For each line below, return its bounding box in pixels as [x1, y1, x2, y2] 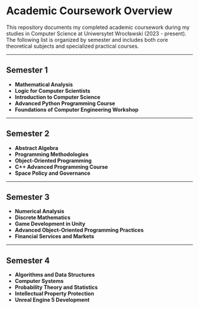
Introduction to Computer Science [14, 93, 101, 100]
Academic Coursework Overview [6, 4, 173, 18]
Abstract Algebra [14, 144, 59, 151]
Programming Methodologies [14, 151, 89, 158]
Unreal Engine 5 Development [14, 297, 90, 304]
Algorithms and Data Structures [14, 271, 95, 278]
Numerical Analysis [14, 208, 65, 215]
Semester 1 [6, 65, 49, 75]
